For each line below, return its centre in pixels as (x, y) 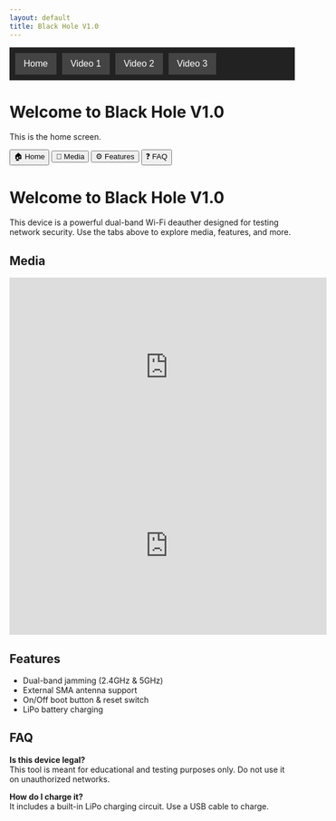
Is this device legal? (48, 759)
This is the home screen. (55, 137)
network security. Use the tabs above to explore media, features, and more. (150, 232)
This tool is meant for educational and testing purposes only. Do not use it (147, 769)
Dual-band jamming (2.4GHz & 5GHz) (93, 680)
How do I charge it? (46, 797)
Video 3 (192, 64)
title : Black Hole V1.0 (54, 26)
